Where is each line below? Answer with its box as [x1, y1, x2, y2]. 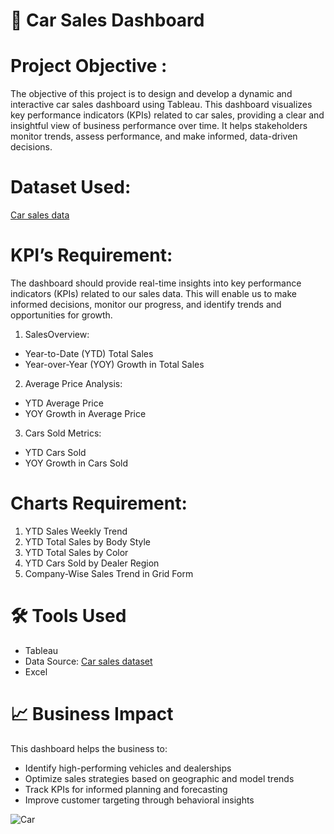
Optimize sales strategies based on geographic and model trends [24, 772, 295, 784]
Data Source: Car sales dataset [24, 655, 153, 667]
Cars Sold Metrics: [24, 427, 102, 439]
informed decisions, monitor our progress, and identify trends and [10, 299, 282, 310]
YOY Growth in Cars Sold [24, 457, 129, 469]
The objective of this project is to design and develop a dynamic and [10, 88, 293, 100]
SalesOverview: [24, 329, 90, 340]
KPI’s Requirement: [10, 244, 173, 267]
